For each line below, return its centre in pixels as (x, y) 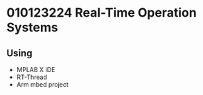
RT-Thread (32, 77)
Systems (32, 27)
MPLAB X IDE (36, 70)
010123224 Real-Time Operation (101, 13)
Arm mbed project (42, 84)
